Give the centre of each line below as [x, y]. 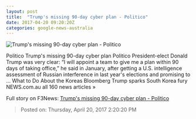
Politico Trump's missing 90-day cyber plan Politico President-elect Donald [97, 56]
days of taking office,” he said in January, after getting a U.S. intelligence [94, 69]
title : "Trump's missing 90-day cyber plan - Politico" [77, 17]
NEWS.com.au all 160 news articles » [51, 87]
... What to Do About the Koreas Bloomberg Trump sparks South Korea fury [97, 81]
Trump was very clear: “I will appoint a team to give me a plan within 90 [92, 62]
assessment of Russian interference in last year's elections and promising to [98, 74]
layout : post [22, 11]
